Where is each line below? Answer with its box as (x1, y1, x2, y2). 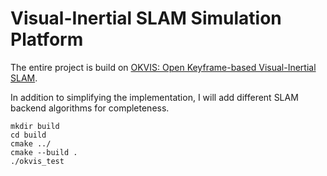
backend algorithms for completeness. (10, 102, 170, 114)
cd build (10, 130, 47, 140)
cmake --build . (10, 147, 78, 157)
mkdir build (10, 121, 60, 131)
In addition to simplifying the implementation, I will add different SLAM (10, 91, 299, 103)
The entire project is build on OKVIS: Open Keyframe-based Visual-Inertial (10, 61, 317, 73)
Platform (10, 28, 84, 51)
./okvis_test (10, 156, 65, 166)
